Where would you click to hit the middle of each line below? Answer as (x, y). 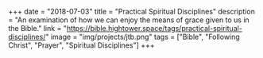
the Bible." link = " (38, 28)
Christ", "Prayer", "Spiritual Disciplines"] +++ (81, 45)
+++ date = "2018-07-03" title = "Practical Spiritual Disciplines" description (132, 12)
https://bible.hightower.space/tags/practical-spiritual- (154, 28)
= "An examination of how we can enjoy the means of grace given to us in (129, 20)
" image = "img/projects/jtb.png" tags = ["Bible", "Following (142, 37)
